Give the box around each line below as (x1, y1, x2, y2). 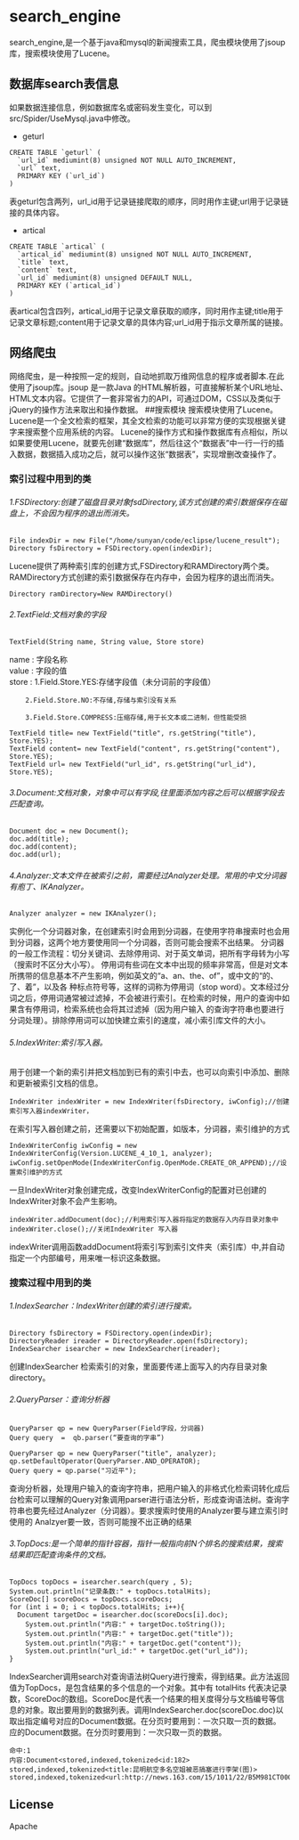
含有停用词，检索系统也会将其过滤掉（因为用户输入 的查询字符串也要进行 (16, 1004, 285, 1014)
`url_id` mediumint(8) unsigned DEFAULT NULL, (17, 273, 193, 282)
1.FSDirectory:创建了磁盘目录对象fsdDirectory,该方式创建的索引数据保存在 (9, 497, 279, 508)
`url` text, (17, 163, 62, 173)
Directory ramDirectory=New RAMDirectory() (9, 590, 174, 598)
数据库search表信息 (9, 77, 119, 92)
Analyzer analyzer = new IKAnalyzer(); (9, 909, 158, 918)
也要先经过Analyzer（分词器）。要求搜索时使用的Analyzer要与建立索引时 (24, 1505, 289, 1516)
